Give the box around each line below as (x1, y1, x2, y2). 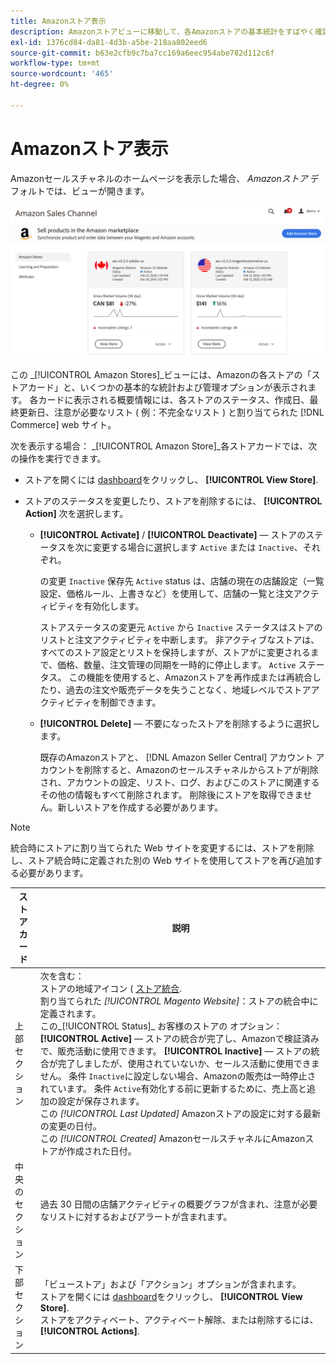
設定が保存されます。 (57, 1095, 145, 1107)
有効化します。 (83, 600, 145, 612)
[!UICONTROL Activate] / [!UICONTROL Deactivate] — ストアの (39, 528, 307, 540)
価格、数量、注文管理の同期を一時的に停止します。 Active (57, 658, 297, 670)
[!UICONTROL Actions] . (39, 1325, 140, 1337)
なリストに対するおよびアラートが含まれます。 (39, 1210, 233, 1222)
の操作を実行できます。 (10, 452, 107, 464)
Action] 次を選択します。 (24, 507, 129, 519)
